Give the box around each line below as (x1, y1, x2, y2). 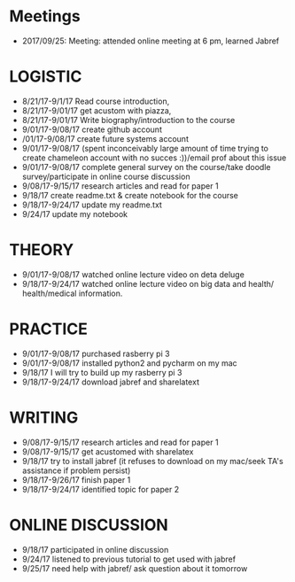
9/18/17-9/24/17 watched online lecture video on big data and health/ (21, 278, 275, 289)
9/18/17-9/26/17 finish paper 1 (21, 474, 131, 485)
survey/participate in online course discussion (21, 171, 190, 182)
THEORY (9, 240, 74, 260)
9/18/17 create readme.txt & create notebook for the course (21, 190, 239, 200)
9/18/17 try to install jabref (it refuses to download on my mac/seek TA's (21, 455, 283, 466)
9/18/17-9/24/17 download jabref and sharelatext (21, 376, 199, 387)
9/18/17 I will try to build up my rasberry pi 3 (21, 367, 182, 377)
